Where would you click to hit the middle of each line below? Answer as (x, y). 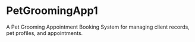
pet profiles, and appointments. (45, 33)
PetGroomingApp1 (52, 11)
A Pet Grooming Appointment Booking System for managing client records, (98, 27)
